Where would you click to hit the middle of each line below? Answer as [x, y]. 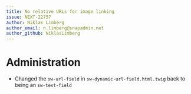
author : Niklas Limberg [35, 22]
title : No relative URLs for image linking [60, 11]
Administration [43, 63]
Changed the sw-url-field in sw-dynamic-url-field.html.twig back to [100, 79]
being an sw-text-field [43, 85]
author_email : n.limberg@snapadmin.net [55, 28]
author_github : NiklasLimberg [43, 33]
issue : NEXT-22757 [29, 17]
